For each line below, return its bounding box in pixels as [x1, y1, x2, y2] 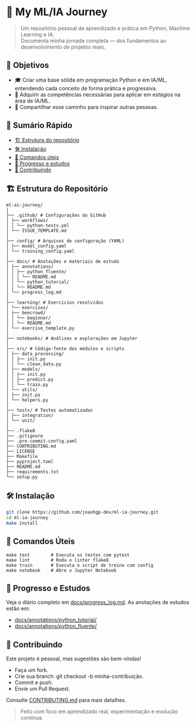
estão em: [6, 605, 31, 612]
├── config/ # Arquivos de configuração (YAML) [6, 238, 125, 244]
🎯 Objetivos [6, 60, 49, 70]
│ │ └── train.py [6, 382, 49, 388]
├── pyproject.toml [6, 459, 54, 465]
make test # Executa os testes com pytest [6, 552, 130, 558]
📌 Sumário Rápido [6, 120, 73, 131]
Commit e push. [14, 679, 53, 686]
